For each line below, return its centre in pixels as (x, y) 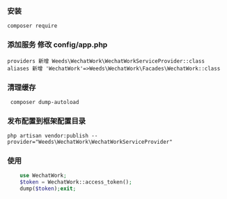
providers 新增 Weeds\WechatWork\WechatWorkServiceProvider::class (106, 61)
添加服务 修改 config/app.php (57, 45)
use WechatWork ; (44, 176)
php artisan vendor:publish (48, 136)
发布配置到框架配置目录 (46, 121)
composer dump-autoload (45, 102)
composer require (32, 26)
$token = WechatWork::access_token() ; (76, 182)
